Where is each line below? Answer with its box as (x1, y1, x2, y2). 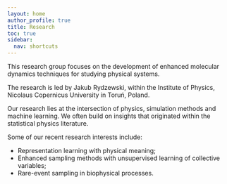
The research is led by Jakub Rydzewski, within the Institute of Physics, (7, 84, 215, 91)
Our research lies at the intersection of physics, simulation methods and (7, 105, 216, 112)
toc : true (7, 29, 37, 37)
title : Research (7, 23, 55, 30)
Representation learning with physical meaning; (17, 147, 157, 155)
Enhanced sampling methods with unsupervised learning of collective (17, 154, 221, 162)
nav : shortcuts (13, 43, 59, 50)
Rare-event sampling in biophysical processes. (17, 169, 154, 177)
